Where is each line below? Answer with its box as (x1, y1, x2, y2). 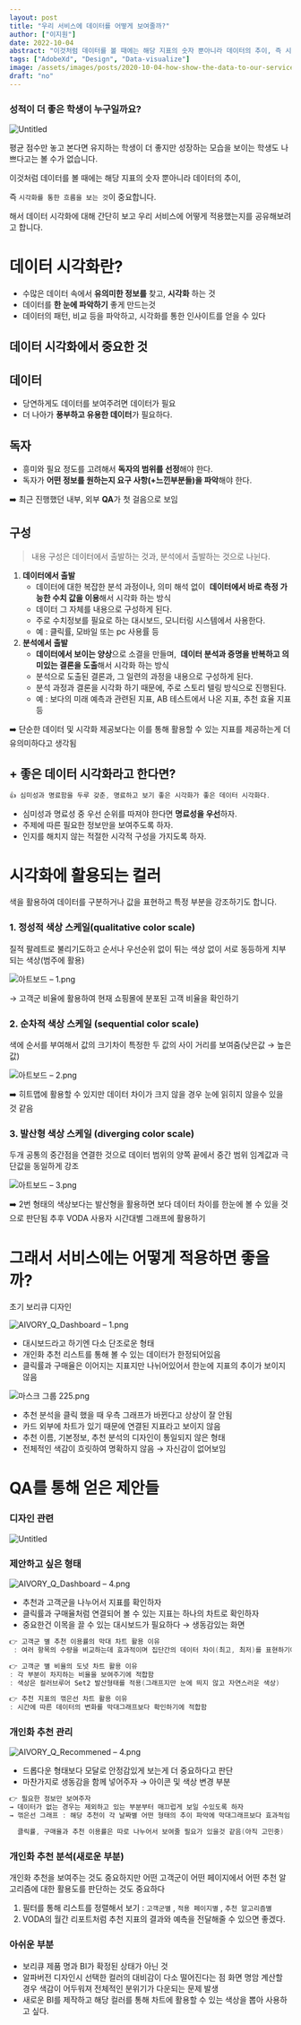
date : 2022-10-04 (9, 38, 74, 48)
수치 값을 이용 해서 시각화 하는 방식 (52, 592, 172, 603)
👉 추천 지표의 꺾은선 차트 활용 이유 (9, 1695, 128, 1704)
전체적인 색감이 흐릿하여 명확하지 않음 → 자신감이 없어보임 (21, 1444, 227, 1454)
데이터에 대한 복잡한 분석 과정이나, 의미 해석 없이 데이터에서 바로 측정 (35, 580, 279, 592)
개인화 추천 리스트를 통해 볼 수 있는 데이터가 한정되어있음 (21, 1349, 221, 1360)
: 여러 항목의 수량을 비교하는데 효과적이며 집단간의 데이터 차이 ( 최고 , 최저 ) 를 (13, 1645, 262, 1654)
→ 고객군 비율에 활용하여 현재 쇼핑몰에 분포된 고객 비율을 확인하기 (9, 992, 239, 1003)
